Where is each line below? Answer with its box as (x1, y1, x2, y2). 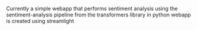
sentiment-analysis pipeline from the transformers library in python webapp (6, 11, 191, 18)
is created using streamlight (6, 18, 74, 24)
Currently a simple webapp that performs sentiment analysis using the (6, 5, 178, 12)
